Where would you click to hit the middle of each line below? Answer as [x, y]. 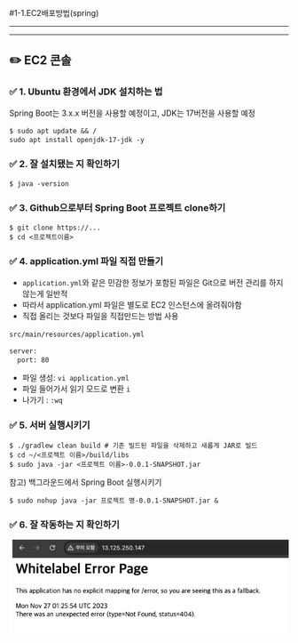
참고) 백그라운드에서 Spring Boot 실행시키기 [86, 482]
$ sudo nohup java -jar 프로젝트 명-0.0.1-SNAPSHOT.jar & [114, 501]
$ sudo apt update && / [53, 131]
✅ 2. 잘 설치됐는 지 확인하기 [64, 164]
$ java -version [39, 184]
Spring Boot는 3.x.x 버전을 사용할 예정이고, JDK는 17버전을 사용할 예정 [132, 113]
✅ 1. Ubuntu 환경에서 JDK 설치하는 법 [86, 92]
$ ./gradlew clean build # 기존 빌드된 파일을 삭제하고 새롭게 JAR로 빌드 [133, 446]
